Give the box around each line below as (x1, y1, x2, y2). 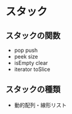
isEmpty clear (14, 60, 48, 66)
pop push (14, 47, 38, 54)
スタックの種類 (5, 84, 61, 95)
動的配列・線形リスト (14, 101, 67, 109)
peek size (14, 53, 38, 60)
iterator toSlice (14, 66, 51, 73)
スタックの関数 (5, 30, 61, 41)
